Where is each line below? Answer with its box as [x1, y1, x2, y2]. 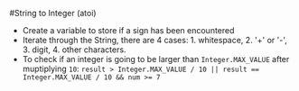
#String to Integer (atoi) [9, 8, 97, 18]
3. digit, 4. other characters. [22, 44, 126, 55]
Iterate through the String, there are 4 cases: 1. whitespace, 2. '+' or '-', [22, 35, 287, 45]
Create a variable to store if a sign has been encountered [22, 25, 235, 35]
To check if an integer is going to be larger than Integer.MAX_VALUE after [22, 54, 290, 64]
